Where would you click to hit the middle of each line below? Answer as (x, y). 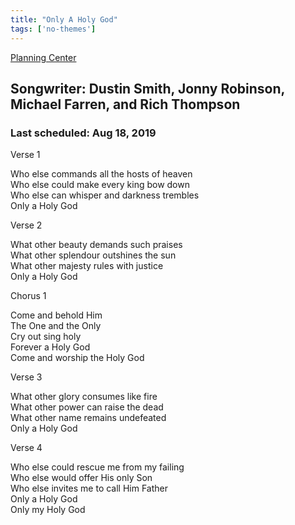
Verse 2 (26, 225)
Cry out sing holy (46, 337)
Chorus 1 (28, 296)
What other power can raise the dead (87, 407)
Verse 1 (25, 155)
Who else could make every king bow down (100, 185)
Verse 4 (26, 448)
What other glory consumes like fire (84, 397)
